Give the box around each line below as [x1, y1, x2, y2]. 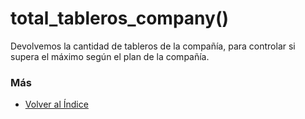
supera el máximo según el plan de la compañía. [10, 50, 210, 62]
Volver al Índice [24, 98, 89, 111]
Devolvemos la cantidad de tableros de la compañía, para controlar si [10, 40, 296, 52]
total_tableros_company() [10, 7, 229, 30]
